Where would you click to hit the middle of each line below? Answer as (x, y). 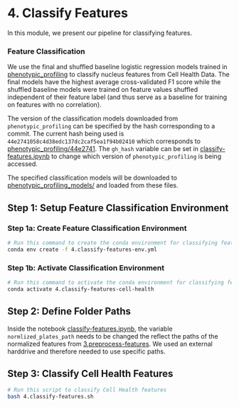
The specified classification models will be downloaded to (92, 178)
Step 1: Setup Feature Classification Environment (118, 208)
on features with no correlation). (54, 105)
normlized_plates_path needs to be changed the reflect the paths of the (113, 336)
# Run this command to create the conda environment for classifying (113, 243)
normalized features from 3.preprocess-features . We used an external (110, 344)
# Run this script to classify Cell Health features (87, 390)
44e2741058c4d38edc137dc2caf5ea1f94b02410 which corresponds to (104, 141)
